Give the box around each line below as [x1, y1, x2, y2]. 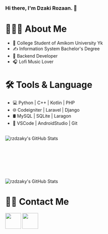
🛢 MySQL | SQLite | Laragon [12, 113, 72, 119]
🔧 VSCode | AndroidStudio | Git [12, 120, 78, 126]
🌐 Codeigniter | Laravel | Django [12, 107, 80, 113]
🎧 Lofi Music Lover [12, 58, 54, 65]
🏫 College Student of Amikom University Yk [12, 40, 103, 46]
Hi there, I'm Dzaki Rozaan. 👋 [5, 5, 77, 12]
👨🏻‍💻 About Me [5, 23, 67, 35]
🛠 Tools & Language [5, 79, 92, 90]
